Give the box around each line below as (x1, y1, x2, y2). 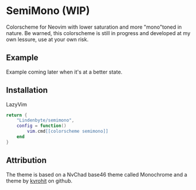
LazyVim (6, 101, 27, 108)
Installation (6, 85, 48, 95)
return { (6, 112, 27, 118)
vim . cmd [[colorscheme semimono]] (27, 129, 109, 134)
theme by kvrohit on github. (6, 177, 73, 184)
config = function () (16, 123, 67, 129)
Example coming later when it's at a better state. (6, 68, 123, 75)
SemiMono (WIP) (6, 4, 90, 18)
